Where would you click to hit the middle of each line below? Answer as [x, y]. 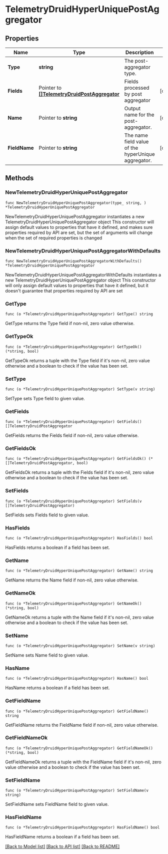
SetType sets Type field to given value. [45, 398]
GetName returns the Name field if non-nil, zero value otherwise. [72, 580]
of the [131, 148]
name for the [139, 115]
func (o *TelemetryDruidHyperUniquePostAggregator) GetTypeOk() [73, 347]
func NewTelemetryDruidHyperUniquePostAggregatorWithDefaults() [73, 261]
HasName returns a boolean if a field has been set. [57, 688]
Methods [19, 178]
